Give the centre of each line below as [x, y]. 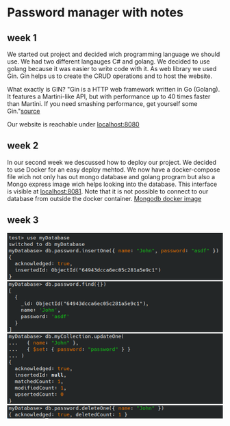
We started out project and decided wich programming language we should [114, 54]
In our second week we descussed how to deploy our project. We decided [112, 162]
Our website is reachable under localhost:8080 [73, 124]
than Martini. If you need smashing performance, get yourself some [102, 104]
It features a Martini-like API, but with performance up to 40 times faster [109, 96]
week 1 [22, 38]
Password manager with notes [95, 13]
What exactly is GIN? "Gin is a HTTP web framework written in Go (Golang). [114, 89]
